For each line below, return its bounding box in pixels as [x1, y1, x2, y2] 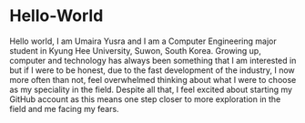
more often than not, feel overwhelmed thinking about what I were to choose [9, 74, 297, 85]
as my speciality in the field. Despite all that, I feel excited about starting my [9, 84, 293, 95]
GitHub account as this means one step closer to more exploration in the [9, 93, 281, 105]
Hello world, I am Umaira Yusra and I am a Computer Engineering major [9, 36, 277, 46]
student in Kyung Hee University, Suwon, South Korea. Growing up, [9, 45, 261, 56]
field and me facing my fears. [9, 103, 120, 114]
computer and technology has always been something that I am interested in [9, 55, 297, 66]
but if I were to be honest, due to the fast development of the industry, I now [9, 65, 296, 76]
